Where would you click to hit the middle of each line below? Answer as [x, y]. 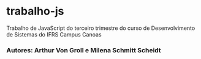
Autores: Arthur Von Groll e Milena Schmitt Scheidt [84, 50]
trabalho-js [35, 11]
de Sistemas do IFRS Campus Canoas [54, 34]
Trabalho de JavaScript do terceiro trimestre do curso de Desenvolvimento [101, 28]
